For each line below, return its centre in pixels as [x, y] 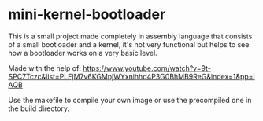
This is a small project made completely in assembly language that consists [130, 36]
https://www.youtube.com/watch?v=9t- [146, 68]
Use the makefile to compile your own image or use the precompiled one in [130, 100]
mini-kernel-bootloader [87, 15]
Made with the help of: [44, 68]
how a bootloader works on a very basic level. [83, 53]
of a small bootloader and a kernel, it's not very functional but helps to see [129, 44]
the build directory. [39, 108]
